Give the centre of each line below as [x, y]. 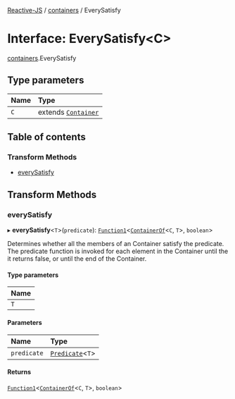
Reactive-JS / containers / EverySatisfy [64, 10]
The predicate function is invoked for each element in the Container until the [118, 251]
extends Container [68, 112]
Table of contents [46, 137]
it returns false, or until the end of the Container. [77, 259]
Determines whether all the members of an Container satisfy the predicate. [116, 244]
